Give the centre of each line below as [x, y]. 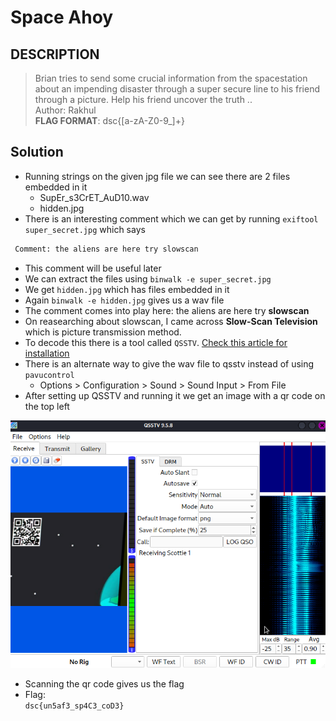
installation [47, 353]
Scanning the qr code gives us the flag [104, 683]
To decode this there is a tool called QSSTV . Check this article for [156, 342]
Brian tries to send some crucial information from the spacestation [171, 78]
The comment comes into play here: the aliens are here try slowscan [167, 310]
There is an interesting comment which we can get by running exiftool [171, 218]
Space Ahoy [62, 17]
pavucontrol [49, 375]
